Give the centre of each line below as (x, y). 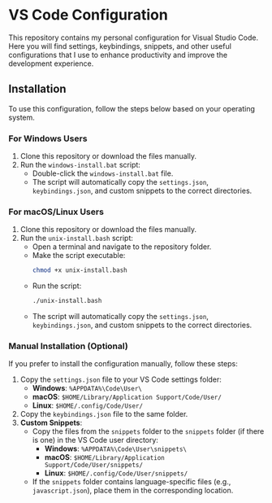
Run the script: (57, 286)
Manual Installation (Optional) (68, 346)
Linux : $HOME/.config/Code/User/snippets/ (116, 473)
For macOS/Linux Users (56, 212)
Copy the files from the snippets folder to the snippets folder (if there (148, 431)
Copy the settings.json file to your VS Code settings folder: (121, 379)
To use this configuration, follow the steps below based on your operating (132, 108)
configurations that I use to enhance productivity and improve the (118, 55)
